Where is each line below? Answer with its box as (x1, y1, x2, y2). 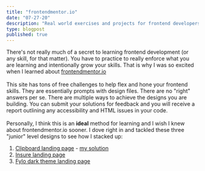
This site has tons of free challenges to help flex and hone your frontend (6, 81, 188, 89)
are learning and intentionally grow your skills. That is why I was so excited (6, 62, 194, 69)
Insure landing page (15, 151, 66, 159)
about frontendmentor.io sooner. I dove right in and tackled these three (6, 126, 185, 134)
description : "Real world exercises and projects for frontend (6, 20, 171, 26)
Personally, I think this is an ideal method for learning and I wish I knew (6, 120, 185, 127)
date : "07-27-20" (6, 15, 51, 21)
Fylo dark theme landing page (15, 158, 90, 165)
